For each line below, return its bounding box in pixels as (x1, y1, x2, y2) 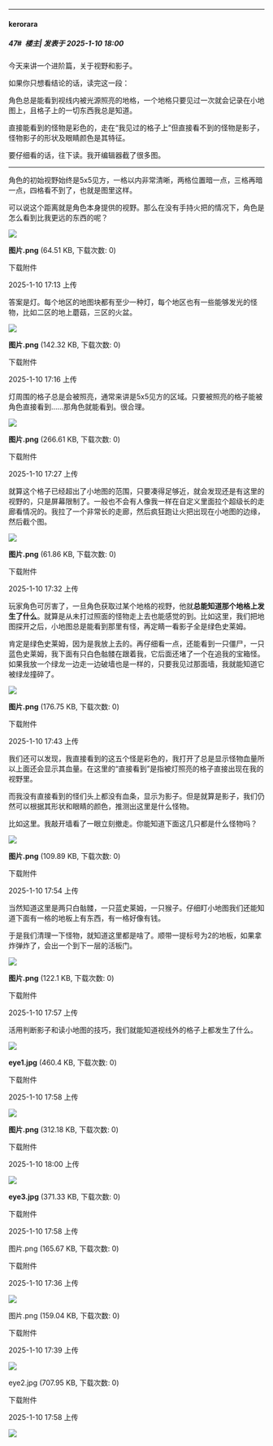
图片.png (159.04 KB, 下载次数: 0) (8, 1310, 120, 1320)
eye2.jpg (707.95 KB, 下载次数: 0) (8, 1378, 119, 1387)
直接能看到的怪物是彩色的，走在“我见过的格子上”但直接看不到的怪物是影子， (8, 123, 264, 133)
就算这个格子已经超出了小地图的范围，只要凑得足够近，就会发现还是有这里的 (8, 486, 265, 496)
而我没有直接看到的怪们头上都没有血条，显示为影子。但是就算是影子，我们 (8, 791, 258, 801)
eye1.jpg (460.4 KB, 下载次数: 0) (8, 1057, 118, 1067)
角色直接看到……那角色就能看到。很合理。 (8, 402, 149, 412)
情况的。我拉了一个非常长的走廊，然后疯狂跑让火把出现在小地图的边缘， (22, 506, 265, 516)
